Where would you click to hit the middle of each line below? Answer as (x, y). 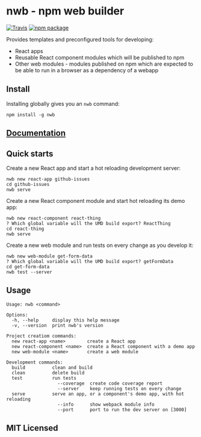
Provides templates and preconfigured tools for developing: (80, 39)
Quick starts (30, 154)
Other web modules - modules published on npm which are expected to (104, 64)
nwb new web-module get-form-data (50, 256)
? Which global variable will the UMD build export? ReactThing (88, 223)
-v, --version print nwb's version (57, 325)
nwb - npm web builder (65, 11)
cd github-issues (28, 184)
